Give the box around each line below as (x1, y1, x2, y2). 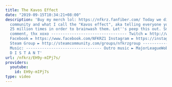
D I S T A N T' (10, 50, 42, 55)
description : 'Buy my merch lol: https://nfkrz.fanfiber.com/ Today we (5, 17, 161, 22)
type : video (5, 74, 31, 79)
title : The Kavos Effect (5, 7, 58, 13)
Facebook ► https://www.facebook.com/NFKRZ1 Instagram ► (10, 36, 134, 41)
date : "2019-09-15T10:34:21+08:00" (5, 12, 81, 17)
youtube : (10, 64, 29, 70)
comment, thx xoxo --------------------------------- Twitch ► (10, 31, 147, 36)
